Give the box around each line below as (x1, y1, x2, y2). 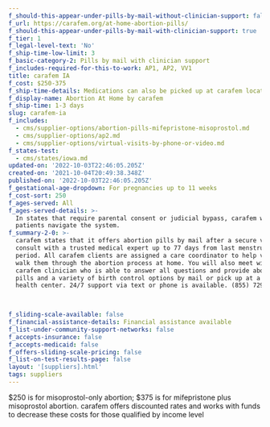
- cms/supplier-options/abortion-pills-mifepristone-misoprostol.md (15, 124, 250, 132)
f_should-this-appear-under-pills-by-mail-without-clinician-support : (8, 11, 250, 20)
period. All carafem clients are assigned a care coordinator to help (15, 251, 257, 259)
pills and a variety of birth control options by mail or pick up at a (15, 274, 261, 282)
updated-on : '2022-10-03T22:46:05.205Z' (8, 162, 146, 170)
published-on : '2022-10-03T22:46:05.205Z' (8, 176, 153, 185)
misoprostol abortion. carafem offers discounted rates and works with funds (8, 400, 261, 411)
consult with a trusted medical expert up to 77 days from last (15, 244, 235, 252)
